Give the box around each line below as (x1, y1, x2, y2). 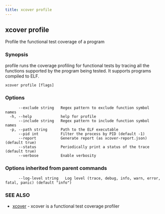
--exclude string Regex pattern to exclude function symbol (18, 105, 150, 111)
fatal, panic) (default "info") (5, 180, 72, 185)
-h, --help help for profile (9, 114, 97, 119)
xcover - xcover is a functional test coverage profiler (12, 203, 120, 209)
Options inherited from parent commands (5, 164, 108, 171)
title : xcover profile (5, 7, 52, 12)
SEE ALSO (5, 192, 30, 199)
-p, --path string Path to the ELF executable (9, 127, 119, 132)
